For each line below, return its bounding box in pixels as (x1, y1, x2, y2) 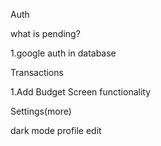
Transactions (10, 67, 64, 78)
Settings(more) (10, 105, 72, 117)
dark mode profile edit (10, 125, 102, 136)
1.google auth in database (10, 47, 117, 59)
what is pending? (10, 28, 81, 39)
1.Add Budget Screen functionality (10, 86, 152, 98)
